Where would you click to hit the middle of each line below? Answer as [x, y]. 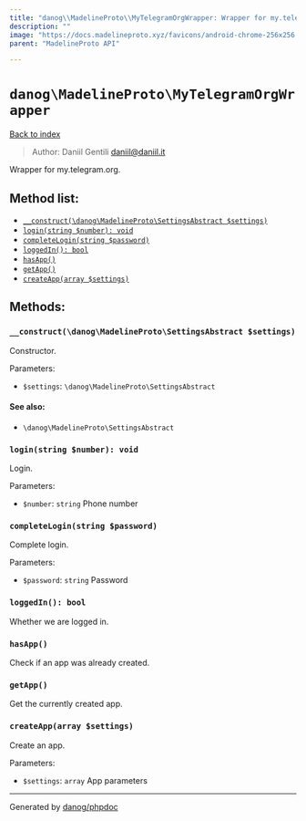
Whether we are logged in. [59, 621]
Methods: [37, 307]
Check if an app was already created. [80, 663]
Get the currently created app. [66, 704]
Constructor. [33, 350]
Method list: [44, 198]
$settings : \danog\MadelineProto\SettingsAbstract [119, 386]
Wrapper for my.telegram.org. [65, 170]
